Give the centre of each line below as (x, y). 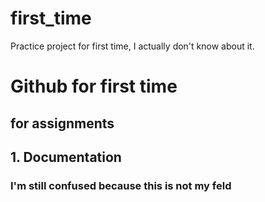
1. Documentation (66, 157)
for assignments (62, 123)
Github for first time (94, 86)
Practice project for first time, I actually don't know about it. (132, 46)
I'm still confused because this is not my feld (121, 185)
